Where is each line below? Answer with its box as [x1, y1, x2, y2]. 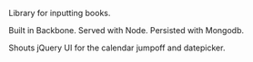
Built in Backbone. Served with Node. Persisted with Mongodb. [8, 25, 245, 35]
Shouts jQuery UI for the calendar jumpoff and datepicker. [8, 42, 226, 53]
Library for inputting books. [8, 8, 111, 18]
